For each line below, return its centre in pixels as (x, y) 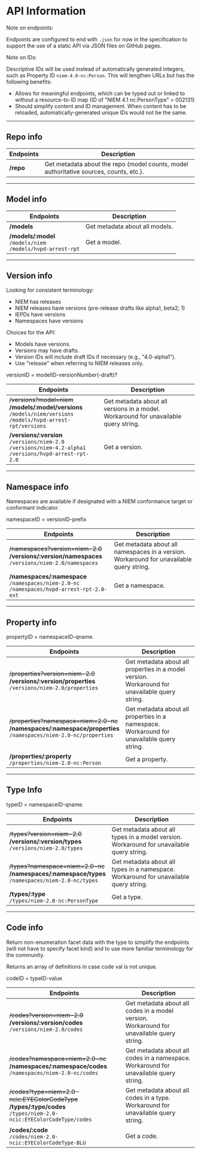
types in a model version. (147, 837)
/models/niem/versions (41, 414)
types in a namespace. (143, 869)
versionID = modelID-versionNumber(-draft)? (62, 375)
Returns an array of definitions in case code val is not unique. (82, 966)
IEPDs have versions (40, 315)
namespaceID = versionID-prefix (46, 519)
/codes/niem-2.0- (34, 1137)
